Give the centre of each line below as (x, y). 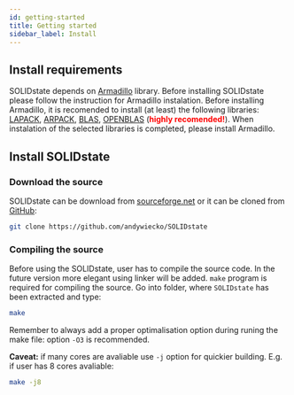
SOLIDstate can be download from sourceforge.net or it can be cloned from (147, 201)
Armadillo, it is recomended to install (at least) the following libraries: (134, 110)
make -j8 (25, 382)
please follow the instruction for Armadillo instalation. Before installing (137, 101)
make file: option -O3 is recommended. (80, 339)
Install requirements (66, 70)
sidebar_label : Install (53, 34)
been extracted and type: (55, 297)
